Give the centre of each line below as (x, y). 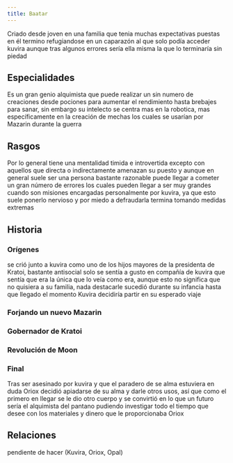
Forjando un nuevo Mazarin (55, 312)
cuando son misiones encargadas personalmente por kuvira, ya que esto (112, 193)
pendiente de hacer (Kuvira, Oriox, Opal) (65, 452)
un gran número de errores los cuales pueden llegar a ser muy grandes (109, 185)
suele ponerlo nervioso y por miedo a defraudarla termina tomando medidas (116, 200)
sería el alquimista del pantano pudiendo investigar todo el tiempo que (108, 406)
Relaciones (32, 435)
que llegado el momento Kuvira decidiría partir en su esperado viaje (104, 294)
